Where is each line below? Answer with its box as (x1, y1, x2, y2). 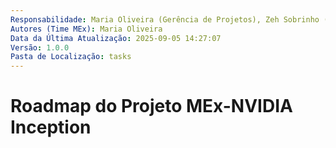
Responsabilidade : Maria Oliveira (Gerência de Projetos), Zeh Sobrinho (10, 14, 320, 25)
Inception (10, 116, 92, 139)
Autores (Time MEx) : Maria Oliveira (10, 24, 163, 34)
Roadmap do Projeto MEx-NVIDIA (10, 95, 293, 118)
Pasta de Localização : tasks (10, 52, 132, 62)
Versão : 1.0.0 (10, 42, 70, 53)
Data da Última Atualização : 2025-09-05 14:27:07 (10, 33, 222, 43)
